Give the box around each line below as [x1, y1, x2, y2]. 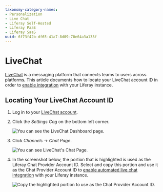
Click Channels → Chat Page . [12, 137, 72, 143]
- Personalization [5, 12, 42, 17]
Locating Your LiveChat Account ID [5, 96, 114, 105]
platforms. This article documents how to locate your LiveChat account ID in [5, 77, 158, 83]
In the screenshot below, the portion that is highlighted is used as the [12, 156, 151, 162]
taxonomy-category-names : [5, 7, 58, 12]
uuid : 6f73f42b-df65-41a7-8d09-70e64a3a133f [5, 35, 97, 40]
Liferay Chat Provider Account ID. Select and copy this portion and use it [12, 162, 158, 168]
